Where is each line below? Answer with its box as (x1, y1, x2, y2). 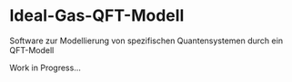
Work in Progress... (9, 62, 82, 73)
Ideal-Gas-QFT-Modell (9, 5, 185, 26)
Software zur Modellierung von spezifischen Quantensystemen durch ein (9, 35, 284, 46)
